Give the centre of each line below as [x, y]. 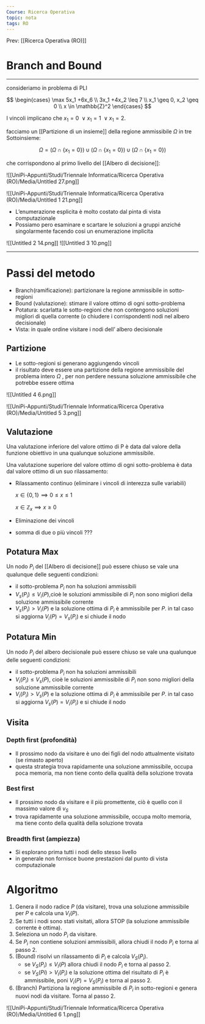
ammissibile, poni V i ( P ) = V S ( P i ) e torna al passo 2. [88, 981]
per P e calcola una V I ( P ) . [47, 914]
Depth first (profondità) [42, 740]
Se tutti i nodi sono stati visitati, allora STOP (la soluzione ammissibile [102, 921]
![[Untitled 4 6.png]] [31, 394]
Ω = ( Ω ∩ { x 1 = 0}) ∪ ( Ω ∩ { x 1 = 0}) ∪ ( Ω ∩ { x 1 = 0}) [103, 150]
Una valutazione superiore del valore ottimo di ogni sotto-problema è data [99, 465]
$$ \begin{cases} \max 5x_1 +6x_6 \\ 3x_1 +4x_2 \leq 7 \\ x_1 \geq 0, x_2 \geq [103, 100]
